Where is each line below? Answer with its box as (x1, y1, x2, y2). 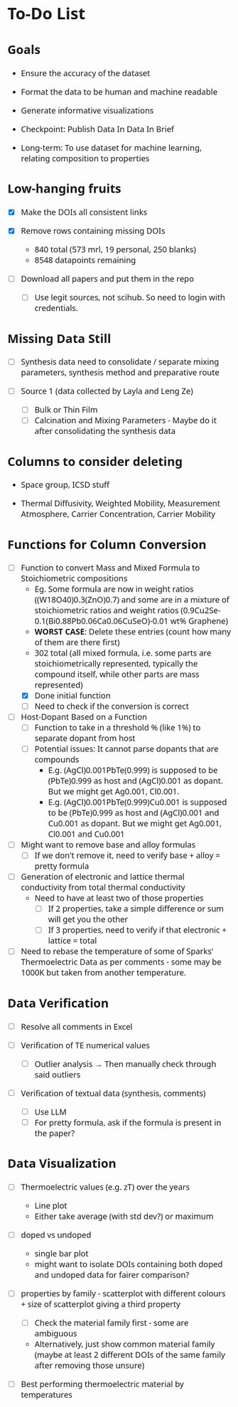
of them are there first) (34, 636, 120, 648)
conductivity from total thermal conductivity (21, 881, 185, 893)
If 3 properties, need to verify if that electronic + (48, 924, 227, 936)
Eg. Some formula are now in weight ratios (34, 583, 194, 595)
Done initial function (34, 690, 112, 702)
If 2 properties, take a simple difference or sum (48, 903, 224, 915)
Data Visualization (7, 1155, 117, 1172)
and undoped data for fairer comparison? (34, 1269, 190, 1281)
